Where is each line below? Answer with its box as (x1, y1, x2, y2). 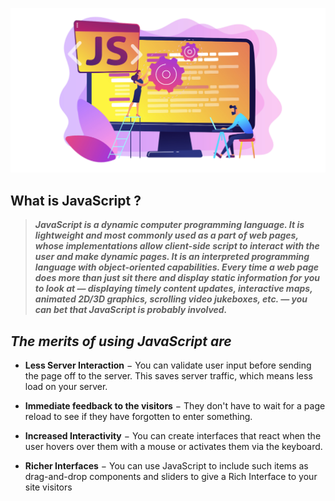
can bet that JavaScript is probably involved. (34, 304, 228, 316)
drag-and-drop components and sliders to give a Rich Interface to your (24, 470, 318, 482)
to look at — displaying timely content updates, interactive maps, (34, 283, 313, 295)
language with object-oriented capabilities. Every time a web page (34, 261, 320, 273)
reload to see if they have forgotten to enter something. (24, 410, 253, 422)
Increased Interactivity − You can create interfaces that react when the (24, 429, 322, 442)
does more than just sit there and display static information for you (34, 272, 321, 284)
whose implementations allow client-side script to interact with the (34, 240, 320, 252)
